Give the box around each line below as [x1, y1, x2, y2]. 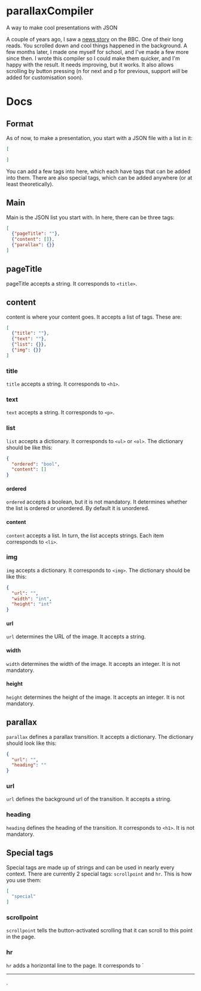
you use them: [6, 876, 42, 884]
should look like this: [6, 740, 57, 747]
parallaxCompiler [6, 4, 94, 18]
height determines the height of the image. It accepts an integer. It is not [6, 693, 185, 701]
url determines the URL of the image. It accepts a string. [6, 633, 146, 640]
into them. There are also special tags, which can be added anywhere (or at [6, 174, 193, 181]
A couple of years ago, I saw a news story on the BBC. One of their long [6, 35, 184, 43]
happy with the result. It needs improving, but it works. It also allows [6, 61, 174, 68]
